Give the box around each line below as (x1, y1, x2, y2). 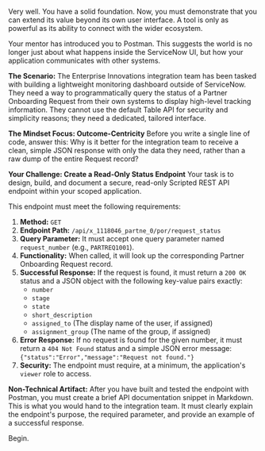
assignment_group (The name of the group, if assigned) (31, 327, 211, 336)
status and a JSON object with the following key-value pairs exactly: (19, 276, 244, 285)
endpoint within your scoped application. (8, 187, 142, 195)
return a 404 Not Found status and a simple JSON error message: (19, 344, 232, 353)
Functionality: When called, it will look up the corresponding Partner (19, 251, 244, 260)
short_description (31, 311, 93, 319)
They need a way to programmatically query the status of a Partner (8, 88, 228, 98)
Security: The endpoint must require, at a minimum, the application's (19, 360, 246, 370)
